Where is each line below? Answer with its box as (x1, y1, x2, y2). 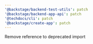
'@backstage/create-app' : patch (4, 20, 70, 26)
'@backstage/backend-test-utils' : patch (4, 7, 89, 12)
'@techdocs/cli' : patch (4, 16, 53, 21)
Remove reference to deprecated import (4, 34, 86, 40)
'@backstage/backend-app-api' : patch (4, 12, 82, 16)
